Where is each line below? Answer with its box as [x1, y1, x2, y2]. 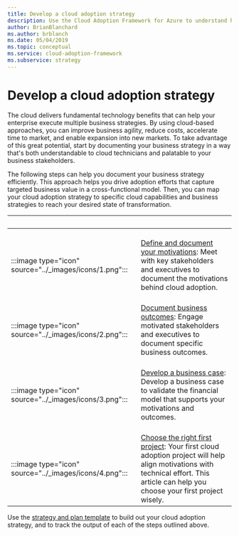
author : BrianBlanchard [7, 23, 78, 31]
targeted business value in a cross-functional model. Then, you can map [7, 185, 220, 193]
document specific [140, 338, 203, 348]
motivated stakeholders [140, 321, 220, 331]
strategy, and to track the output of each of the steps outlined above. [7, 520, 210, 529]
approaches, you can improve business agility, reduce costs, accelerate [7, 126, 218, 134]
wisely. [140, 495, 164, 505]
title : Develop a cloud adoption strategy [7, 10, 135, 18]
